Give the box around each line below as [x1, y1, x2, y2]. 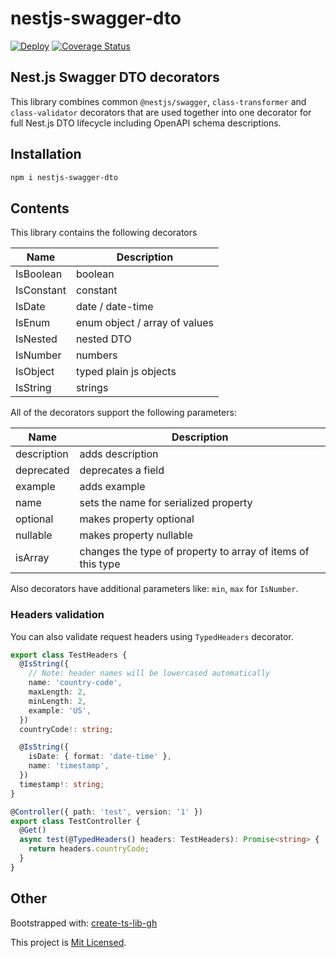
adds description [79, 447, 159, 461]
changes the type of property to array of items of [79, 545, 310, 559]
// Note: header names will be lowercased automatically [28, 668, 271, 679]
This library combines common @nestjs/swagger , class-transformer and [10, 95, 307, 107]
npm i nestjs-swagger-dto [10, 172, 118, 182]
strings [75, 381, 109, 395]
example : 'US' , [28, 705, 92, 716]
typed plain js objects [75, 365, 177, 379]
